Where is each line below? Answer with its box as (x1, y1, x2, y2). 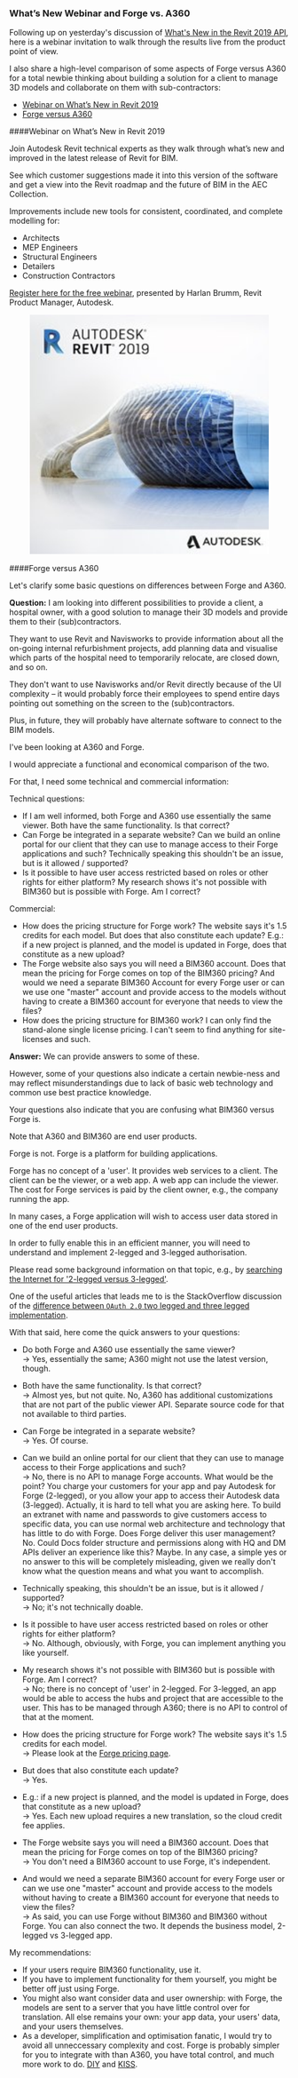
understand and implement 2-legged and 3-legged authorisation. (9, 1247, 247, 1258)
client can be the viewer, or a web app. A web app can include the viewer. (9, 1175, 279, 1186)
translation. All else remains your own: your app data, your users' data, (21, 2011, 281, 2023)
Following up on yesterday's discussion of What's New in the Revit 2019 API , (9, 28, 289, 38)
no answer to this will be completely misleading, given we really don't (21, 1557, 277, 1567)
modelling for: (9, 216, 60, 227)
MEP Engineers (21, 243, 78, 253)
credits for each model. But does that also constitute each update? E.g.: (21, 930, 284, 941)
